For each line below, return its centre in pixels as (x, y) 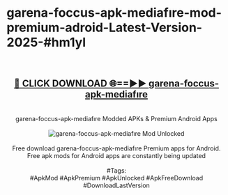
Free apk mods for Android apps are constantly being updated (116, 155)
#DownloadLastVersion (116, 185)
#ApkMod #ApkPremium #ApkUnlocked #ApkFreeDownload (116, 178)
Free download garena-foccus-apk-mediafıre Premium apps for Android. (116, 148)
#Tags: (116, 170)
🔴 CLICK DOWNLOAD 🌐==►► (80, 84)
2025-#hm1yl (46, 42)
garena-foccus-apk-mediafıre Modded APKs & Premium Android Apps (116, 118)
